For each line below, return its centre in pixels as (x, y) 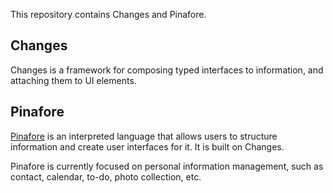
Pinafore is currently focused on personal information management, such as (167, 166)
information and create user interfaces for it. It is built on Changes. (147, 146)
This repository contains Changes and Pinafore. (108, 14)
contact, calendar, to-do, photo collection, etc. (106, 176)
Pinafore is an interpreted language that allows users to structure (144, 136)
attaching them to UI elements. (73, 80)
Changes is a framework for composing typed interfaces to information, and (167, 70)
